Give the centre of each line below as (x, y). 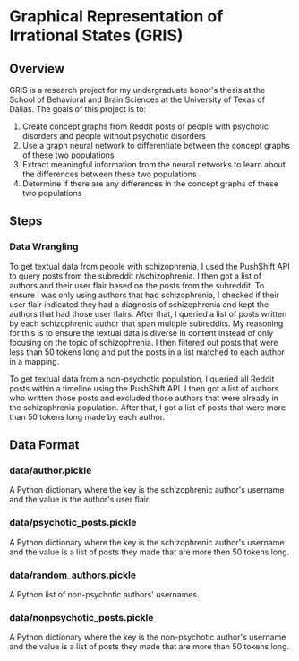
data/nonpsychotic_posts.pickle (81, 617)
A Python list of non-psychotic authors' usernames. (104, 594)
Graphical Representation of (116, 17)
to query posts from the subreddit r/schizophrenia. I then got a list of (136, 276)
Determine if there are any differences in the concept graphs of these (150, 184)
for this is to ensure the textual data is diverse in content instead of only (141, 332)
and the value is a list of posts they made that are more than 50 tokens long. (149, 647)
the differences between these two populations (109, 174)
